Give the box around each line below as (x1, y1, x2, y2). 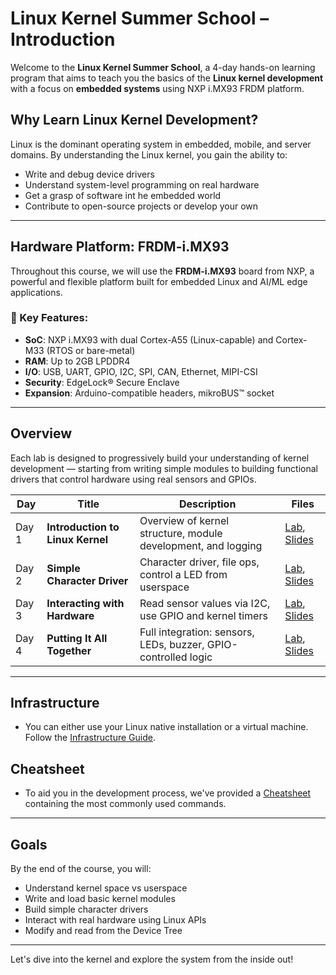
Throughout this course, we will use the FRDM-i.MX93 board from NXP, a (10, 265, 315, 277)
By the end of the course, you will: (10, 863, 152, 875)
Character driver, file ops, (139, 555, 260, 569)
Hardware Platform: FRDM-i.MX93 (10, 238, 230, 256)
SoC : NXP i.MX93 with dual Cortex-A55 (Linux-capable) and (24, 333, 274, 346)
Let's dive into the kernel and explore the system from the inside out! (10, 953, 294, 966)
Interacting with (46, 596, 125, 610)
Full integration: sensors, (139, 625, 255, 639)
